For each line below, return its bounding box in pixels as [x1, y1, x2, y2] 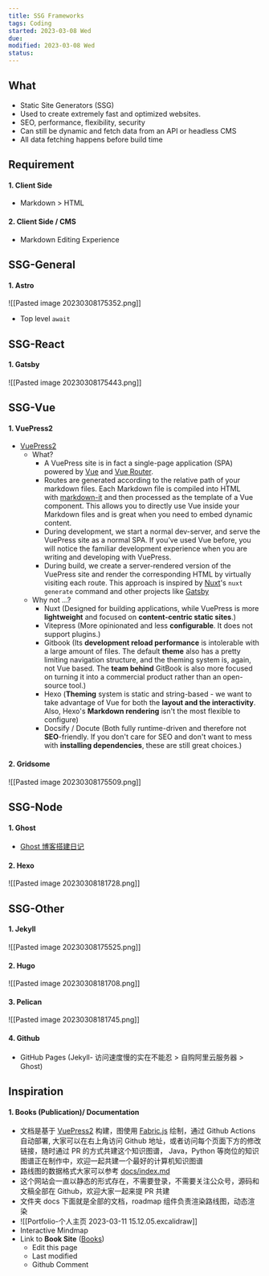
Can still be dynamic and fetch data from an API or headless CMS [19, 126, 237, 135]
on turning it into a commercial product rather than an [43, 672, 222, 682]
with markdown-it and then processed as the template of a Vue [43, 493, 254, 502]
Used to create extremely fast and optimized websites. [19, 109, 201, 118]
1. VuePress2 [8, 423, 54, 433]
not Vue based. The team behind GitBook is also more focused [43, 663, 253, 673]
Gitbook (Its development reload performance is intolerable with [43, 638, 259, 648]
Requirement [8, 158, 75, 171]
